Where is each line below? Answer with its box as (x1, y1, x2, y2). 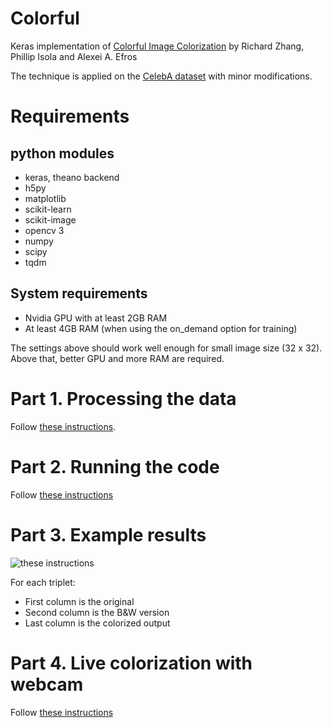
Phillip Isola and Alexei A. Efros (10, 50, 138, 62)
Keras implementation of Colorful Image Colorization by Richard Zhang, (10, 40, 305, 52)
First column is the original (24, 595, 135, 607)
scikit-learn (24, 203, 72, 215)
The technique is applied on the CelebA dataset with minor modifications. (10, 70, 313, 82)
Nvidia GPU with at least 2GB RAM (24, 312, 168, 324)
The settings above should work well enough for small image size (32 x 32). (10, 342, 323, 354)
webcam (10, 673, 84, 696)
